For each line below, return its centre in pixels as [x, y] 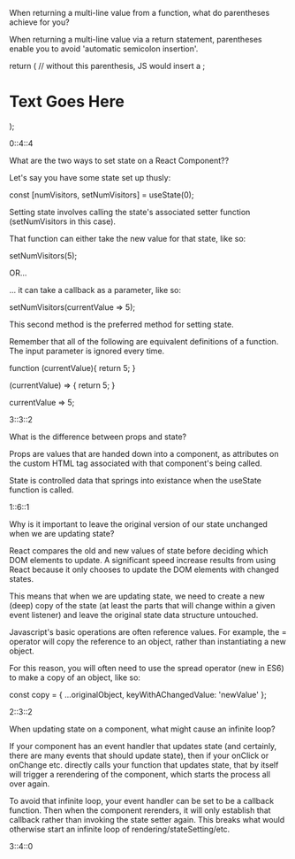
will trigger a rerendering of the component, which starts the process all [140, 774]
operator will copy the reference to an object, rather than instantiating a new [148, 641]
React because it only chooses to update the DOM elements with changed [144, 569]
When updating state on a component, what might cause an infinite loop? [142, 729]
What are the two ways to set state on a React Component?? [119, 160]
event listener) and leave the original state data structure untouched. [134, 615]
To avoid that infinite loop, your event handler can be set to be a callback [142, 801]
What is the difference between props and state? [98, 437]
